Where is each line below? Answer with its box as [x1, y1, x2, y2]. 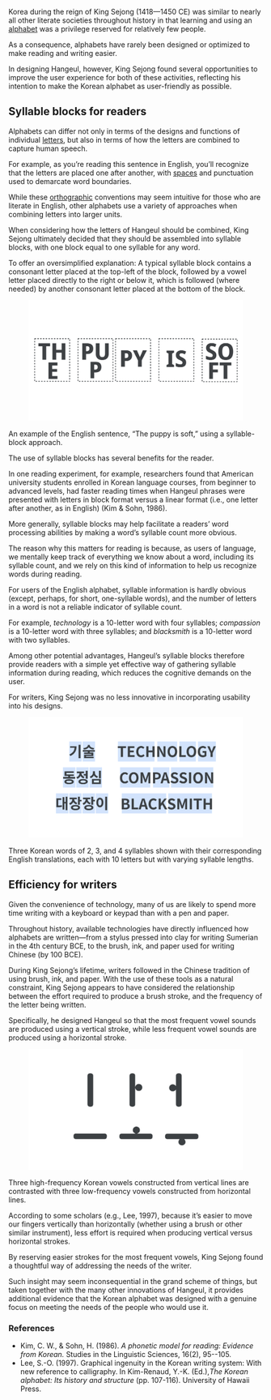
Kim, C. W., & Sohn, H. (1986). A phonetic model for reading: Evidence [19, 1341, 254, 1351]
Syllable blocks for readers [8, 105, 147, 118]
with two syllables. [8, 635, 70, 644]
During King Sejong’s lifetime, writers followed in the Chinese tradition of [8, 965, 251, 975]
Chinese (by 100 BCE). [8, 949, 83, 959]
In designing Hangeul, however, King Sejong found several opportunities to [8, 64, 258, 74]
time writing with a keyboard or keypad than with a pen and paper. [8, 908, 230, 918]
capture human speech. [8, 143, 88, 153]
